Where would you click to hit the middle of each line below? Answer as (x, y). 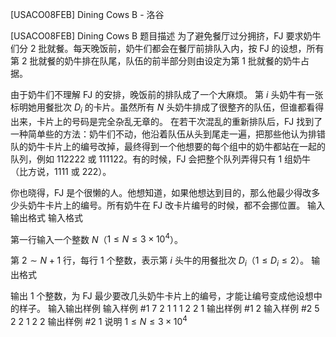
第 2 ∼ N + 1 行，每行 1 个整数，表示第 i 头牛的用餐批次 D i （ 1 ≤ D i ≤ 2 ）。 (160, 261)
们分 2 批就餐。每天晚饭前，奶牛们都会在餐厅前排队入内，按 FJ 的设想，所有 (167, 48)
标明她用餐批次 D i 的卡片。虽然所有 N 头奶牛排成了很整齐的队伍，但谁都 (158, 108)
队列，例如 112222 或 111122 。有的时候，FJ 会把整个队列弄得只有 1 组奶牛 (161, 159)
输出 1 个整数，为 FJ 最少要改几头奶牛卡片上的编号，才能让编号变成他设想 (162, 296)
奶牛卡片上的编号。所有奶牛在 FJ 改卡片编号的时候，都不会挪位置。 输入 (176, 205)
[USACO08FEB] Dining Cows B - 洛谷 (87, 14)
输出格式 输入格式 (46, 217)
